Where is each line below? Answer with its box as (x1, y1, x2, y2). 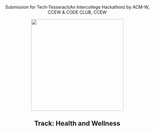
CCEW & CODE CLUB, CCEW (48, 9, 107, 15)
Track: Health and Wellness (34, 119, 121, 128)
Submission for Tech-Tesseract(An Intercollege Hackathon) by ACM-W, (5, 4, 150, 10)
